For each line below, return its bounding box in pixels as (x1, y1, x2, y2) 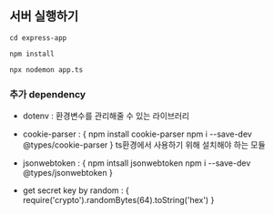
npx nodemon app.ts (9, 65, 84, 75)
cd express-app (9, 33, 67, 43)
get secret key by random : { (22, 185, 130, 196)
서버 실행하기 (9, 8, 79, 25)
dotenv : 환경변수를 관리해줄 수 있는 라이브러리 (22, 110, 189, 121)
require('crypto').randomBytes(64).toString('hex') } (22, 195, 215, 206)
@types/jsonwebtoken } (22, 168, 114, 178)
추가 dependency (9, 87, 86, 100)
